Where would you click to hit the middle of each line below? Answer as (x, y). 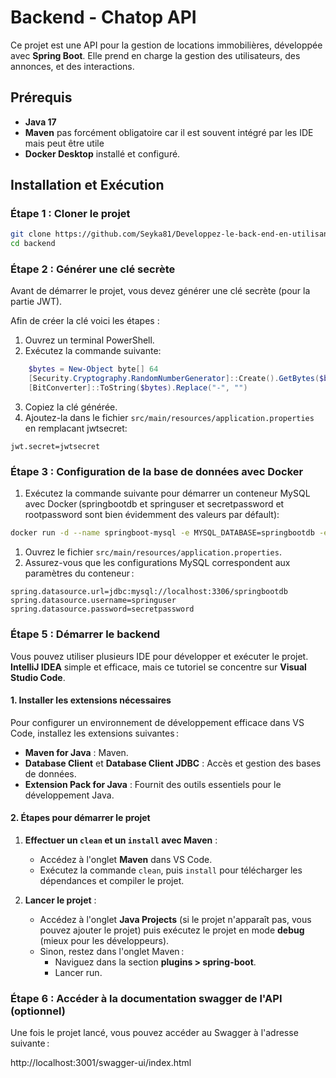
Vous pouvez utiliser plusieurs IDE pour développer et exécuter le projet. (159, 656)
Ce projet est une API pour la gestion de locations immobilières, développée (166, 45)
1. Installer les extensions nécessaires (91, 700)
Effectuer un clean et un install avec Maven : (121, 840)
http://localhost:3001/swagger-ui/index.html (101, 1063)
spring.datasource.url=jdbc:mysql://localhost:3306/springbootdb (149, 592)
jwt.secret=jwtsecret (55, 447)
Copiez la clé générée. (71, 407)
